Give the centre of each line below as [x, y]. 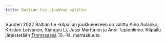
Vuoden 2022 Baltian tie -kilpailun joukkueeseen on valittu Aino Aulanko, [82, 24]
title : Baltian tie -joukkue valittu [46, 10]
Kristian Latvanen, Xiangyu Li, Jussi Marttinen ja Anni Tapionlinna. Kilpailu [83, 30]
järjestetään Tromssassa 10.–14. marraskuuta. [53, 35]
